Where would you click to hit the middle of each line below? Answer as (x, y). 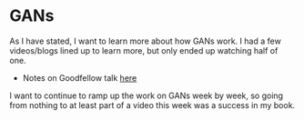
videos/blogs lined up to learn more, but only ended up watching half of (144, 50)
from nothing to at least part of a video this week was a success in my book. (152, 105)
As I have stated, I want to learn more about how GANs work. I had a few (146, 41)
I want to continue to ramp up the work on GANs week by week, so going (147, 95)
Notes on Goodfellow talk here (80, 77)
